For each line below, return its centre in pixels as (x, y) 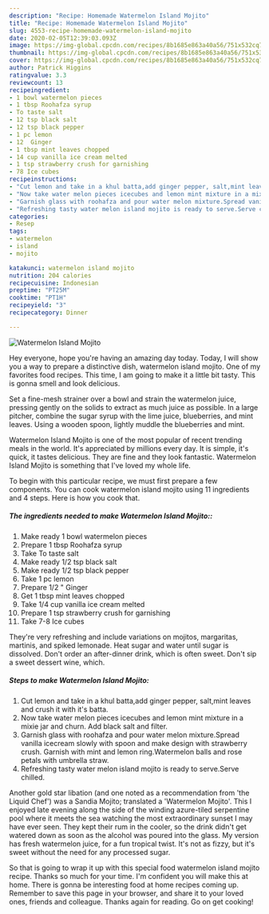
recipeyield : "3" (38, 305)
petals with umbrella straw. (65, 760)
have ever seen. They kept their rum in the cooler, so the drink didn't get (128, 826)
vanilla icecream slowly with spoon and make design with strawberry (134, 743)
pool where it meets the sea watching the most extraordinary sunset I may (131, 818)
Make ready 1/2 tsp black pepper (75, 570)
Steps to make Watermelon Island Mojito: (79, 681)
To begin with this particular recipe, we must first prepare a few (113, 481)
